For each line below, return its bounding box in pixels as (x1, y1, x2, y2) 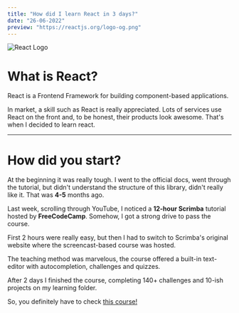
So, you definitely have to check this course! (7, 297, 137, 306)
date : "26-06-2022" (7, 17, 65, 24)
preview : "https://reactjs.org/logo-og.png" (7, 23, 142, 31)
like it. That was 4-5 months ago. (7, 191, 105, 199)
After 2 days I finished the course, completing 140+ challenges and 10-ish (7, 276, 224, 285)
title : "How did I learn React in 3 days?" (7, 10, 139, 18)
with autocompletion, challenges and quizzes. (26, 262, 161, 271)
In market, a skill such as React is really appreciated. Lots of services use (7, 105, 222, 114)
